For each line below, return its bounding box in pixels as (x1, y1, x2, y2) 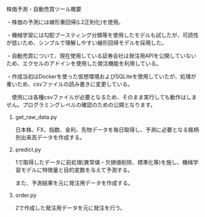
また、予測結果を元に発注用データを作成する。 (15, 180, 133, 186)
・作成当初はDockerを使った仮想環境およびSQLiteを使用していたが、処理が (6, 73, 197, 80)
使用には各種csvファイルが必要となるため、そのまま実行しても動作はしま (11, 94, 197, 101)
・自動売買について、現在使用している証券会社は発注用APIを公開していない (6, 52, 197, 59)
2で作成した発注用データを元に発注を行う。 (15, 204, 126, 211)
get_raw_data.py (15, 113, 58, 121)
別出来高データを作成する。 (15, 134, 86, 141)
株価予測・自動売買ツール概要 (6, 6, 81, 12)
